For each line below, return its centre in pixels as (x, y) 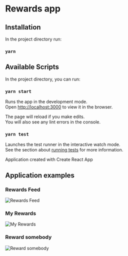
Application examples (40, 175)
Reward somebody (28, 237)
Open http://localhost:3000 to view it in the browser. (59, 107)
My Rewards (21, 213)
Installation (23, 27)
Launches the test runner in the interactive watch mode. (63, 144)
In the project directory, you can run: (43, 79)
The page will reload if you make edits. (45, 117)
